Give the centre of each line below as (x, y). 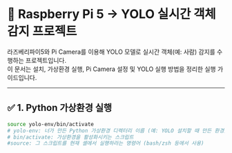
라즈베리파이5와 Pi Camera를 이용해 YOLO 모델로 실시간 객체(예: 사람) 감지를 (111, 52)
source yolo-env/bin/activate (51, 124)
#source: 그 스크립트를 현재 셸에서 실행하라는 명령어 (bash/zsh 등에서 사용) (106, 143)
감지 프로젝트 (42, 31)
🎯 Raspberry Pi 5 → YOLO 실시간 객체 (112, 14)
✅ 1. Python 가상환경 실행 (60, 108)
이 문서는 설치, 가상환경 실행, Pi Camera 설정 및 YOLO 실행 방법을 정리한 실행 (112, 69)
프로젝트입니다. (46, 60)
